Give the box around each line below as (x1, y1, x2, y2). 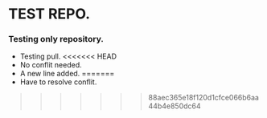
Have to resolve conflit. (19, 77, 97, 87)
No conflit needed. (19, 60, 82, 70)
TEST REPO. (8, 5, 91, 23)
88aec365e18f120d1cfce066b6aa (148, 93, 260, 103)
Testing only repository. (8, 34, 105, 45)
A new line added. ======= (19, 69, 115, 79)
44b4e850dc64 (148, 101, 201, 111)
